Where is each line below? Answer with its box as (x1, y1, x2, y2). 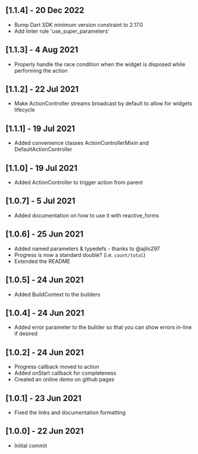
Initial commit (14, 441, 48, 449)
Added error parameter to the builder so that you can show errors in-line (14, 324, 192, 331)
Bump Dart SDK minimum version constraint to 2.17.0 (14, 21, 143, 28)
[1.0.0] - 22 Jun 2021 (5, 426, 84, 436)
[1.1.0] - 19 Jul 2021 (5, 163, 78, 173)
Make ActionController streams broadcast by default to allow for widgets (14, 100, 193, 107)
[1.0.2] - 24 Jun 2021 (5, 347, 84, 357)
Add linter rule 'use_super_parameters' (14, 27, 109, 35)
